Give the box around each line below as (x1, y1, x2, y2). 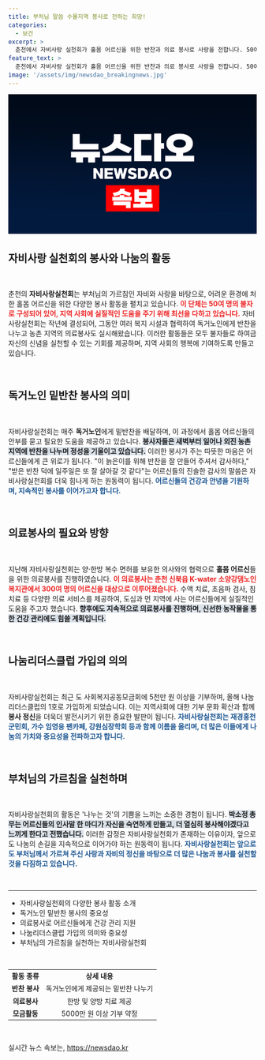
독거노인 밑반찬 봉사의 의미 (8, 389, 130, 403)
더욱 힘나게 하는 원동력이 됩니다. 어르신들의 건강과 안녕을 (54, 476, 229, 485)
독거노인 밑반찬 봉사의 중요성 (19, 908, 109, 918)
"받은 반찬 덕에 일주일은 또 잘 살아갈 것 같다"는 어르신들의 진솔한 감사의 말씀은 (8, 466, 248, 475)
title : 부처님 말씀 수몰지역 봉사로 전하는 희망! (8, 13, 147, 21)
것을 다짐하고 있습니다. (8, 859, 78, 868)
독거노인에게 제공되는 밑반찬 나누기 (46, 983, 154, 994)
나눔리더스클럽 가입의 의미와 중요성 (19, 928, 128, 938)
